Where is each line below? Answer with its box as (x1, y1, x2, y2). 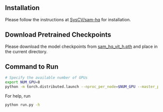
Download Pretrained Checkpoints (5, 31, 112, 39)
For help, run (5, 93, 31, 99)
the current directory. (5, 48, 48, 55)
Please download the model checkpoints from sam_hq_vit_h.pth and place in (5, 43, 158, 49)
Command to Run (5, 63, 59, 71)
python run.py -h (5, 102, 40, 108)
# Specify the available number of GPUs (5, 75, 88, 80)
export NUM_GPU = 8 (5, 80, 40, 85)
